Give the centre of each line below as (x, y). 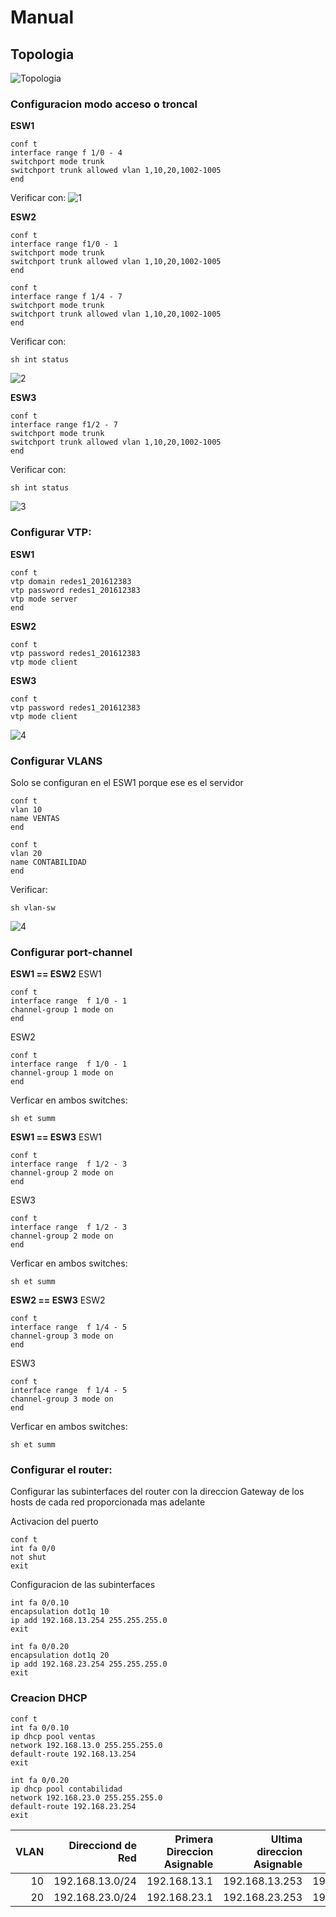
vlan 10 (26, 809)
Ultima (286, 1839)
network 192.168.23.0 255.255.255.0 (86, 1797)
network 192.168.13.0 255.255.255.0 (86, 1745)
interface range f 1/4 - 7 (66, 297)
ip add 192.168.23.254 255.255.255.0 (89, 1664)
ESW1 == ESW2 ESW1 (56, 974)
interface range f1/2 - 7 (64, 425)
